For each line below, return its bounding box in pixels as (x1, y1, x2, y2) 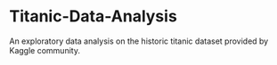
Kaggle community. (9, 45, 80, 55)
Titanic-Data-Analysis (9, 6, 178, 27)
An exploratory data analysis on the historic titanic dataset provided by (9, 36, 269, 46)
